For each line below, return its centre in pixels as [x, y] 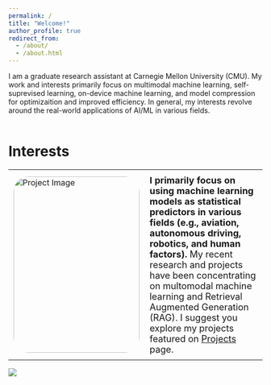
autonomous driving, [196, 233]
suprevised [27, 93]
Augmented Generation [199, 307]
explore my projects [192, 328]
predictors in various [196, 212]
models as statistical [196, 201]
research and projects [196, 265]
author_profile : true [45, 31]
